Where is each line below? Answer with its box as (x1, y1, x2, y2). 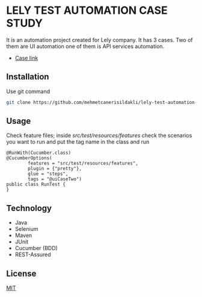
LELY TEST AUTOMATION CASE (6, 4, 168, 17)
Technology (6, 203, 52, 213)
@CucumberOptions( (6, 155, 52, 161)
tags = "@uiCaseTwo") (28, 176, 82, 182)
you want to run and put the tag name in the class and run (6, 138, 150, 145)
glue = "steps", (28, 171, 69, 177)
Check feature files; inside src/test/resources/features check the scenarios (6, 132, 192, 139)
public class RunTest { (6, 182, 66, 188)
